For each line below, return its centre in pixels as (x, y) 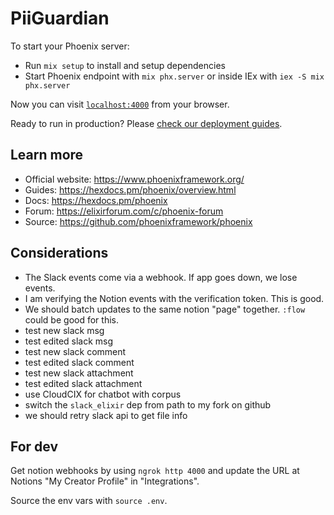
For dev (34, 446)
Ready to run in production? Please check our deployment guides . (146, 123)
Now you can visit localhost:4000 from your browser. (120, 104)
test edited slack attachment (83, 383)
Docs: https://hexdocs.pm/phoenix (96, 200)
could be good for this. (71, 319)
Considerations (59, 253)
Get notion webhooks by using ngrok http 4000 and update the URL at (155, 471)
